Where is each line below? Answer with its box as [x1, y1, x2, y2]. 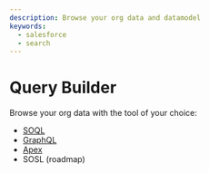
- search [17, 38, 51, 48]
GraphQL [22, 135, 57, 146]
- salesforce [17, 30, 67, 39]
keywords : [9, 22, 47, 31]
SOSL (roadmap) [22, 154, 86, 165]
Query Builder [9, 78, 117, 98]
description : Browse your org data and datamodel [9, 13, 202, 23]
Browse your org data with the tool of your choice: [9, 108, 198, 119]
